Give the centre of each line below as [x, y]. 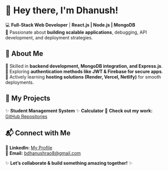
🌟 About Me [24, 54]
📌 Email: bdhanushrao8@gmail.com [43, 153]
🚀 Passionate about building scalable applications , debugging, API [76, 32]
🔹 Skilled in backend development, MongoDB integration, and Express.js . [84, 66]
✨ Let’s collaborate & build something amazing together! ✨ [69, 163]
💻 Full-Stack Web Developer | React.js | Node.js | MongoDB [70, 25]
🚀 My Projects [28, 98]
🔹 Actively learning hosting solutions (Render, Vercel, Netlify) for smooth [83, 77]
